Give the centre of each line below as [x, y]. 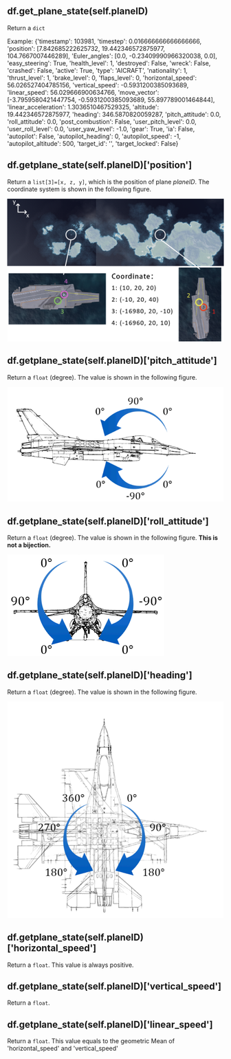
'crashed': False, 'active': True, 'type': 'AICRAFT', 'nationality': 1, [97, 70]
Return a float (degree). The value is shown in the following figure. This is [113, 538]
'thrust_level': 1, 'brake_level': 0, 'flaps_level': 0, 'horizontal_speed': [102, 78]
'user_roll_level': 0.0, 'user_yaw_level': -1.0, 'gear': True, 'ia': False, [101, 129]
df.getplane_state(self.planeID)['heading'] [100, 676]
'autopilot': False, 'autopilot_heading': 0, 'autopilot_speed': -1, [94, 136]
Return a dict [26, 28]
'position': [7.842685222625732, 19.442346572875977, [86, 48]
